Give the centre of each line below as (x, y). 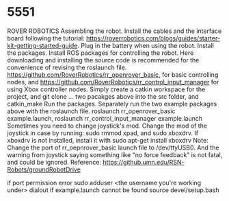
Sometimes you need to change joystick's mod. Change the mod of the (107, 126)
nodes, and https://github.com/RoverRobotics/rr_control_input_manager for (113, 82)
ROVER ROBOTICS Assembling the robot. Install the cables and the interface (114, 31)
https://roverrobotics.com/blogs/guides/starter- (153, 38)
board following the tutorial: (46, 38)
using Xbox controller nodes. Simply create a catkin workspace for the (106, 89)
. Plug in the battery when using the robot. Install (146, 45)
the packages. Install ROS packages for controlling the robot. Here (100, 53)
